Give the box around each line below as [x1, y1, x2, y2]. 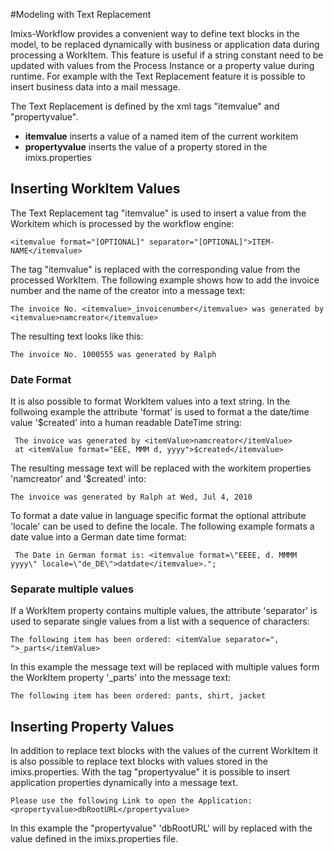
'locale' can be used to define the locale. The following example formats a [10, 520, 315, 533]
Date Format [10, 372, 72, 386]
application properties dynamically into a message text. [10, 777, 238, 789]
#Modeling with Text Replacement [10, 9, 152, 20]
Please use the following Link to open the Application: [10, 796, 253, 806]
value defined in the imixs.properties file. [10, 833, 179, 845]
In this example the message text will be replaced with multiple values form [10, 661, 320, 673]
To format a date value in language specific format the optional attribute [10, 510, 307, 522]
